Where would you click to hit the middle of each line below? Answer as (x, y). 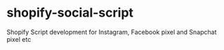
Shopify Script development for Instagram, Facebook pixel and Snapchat (112, 32)
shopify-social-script (70, 13)
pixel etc (19, 39)
